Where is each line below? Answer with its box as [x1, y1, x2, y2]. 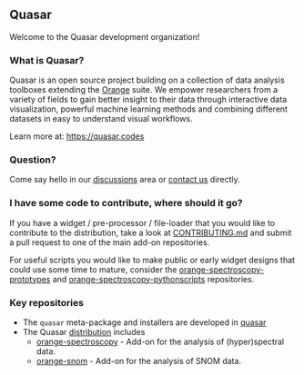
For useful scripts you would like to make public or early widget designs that [9, 254, 296, 265]
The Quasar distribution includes [22, 327, 146, 337]
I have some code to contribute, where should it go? [9, 197, 243, 210]
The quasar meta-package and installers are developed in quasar [22, 317, 267, 328]
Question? [9, 153, 56, 166]
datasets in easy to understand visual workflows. [9, 113, 193, 124]
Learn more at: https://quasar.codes [9, 131, 145, 142]
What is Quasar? [9, 54, 85, 66]
